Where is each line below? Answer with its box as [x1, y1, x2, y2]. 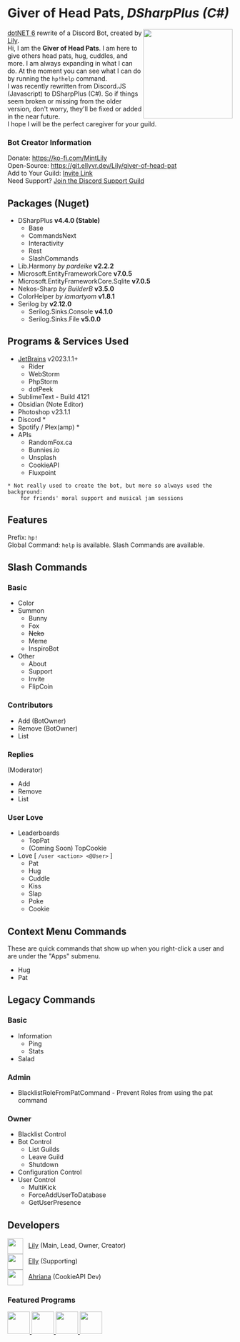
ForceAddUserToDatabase [28, 1191, 106, 1199]
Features [7, 514, 48, 526]
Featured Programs [7, 1295, 76, 1305]
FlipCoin [28, 682, 54, 691]
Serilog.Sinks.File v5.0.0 [28, 315, 101, 324]
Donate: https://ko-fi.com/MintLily [7, 154, 107, 162]
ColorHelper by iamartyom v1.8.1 [17, 292, 116, 301]
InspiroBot [28, 644, 59, 653]
